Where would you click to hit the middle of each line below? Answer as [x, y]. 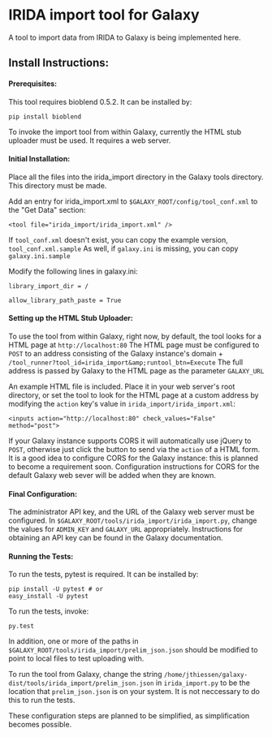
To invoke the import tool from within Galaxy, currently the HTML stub [125, 131]
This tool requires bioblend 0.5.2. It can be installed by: [100, 101]
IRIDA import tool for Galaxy [104, 15]
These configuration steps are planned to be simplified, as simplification [129, 716]
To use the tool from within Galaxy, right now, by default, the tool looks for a [135, 336]
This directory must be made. [58, 185]
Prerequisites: [33, 84]
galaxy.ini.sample [39, 256]
